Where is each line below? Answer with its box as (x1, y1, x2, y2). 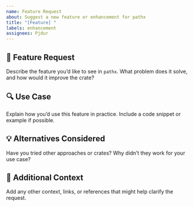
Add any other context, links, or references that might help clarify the (6, 188, 174, 195)
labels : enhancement (6, 25, 57, 31)
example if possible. (6, 116, 55, 123)
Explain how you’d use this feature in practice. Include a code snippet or (6, 110, 181, 118)
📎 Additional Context (6, 172, 84, 182)
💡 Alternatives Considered (6, 133, 105, 144)
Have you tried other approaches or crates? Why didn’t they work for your (6, 149, 185, 156)
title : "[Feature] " (6, 19, 57, 25)
